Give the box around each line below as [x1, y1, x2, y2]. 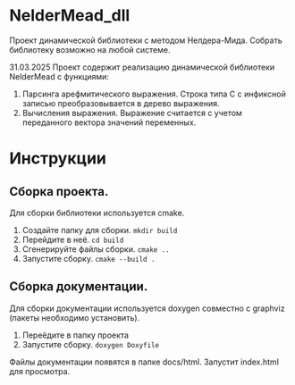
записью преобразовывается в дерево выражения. [21, 97, 220, 108]
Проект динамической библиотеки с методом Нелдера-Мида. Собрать [9, 35, 283, 46]
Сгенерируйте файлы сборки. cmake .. [21, 243, 170, 255]
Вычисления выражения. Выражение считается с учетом [21, 107, 243, 118]
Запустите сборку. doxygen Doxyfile [21, 339, 159, 349]
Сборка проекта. [9, 184, 109, 199]
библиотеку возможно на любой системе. [9, 44, 171, 54]
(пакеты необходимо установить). [9, 312, 140, 322]
